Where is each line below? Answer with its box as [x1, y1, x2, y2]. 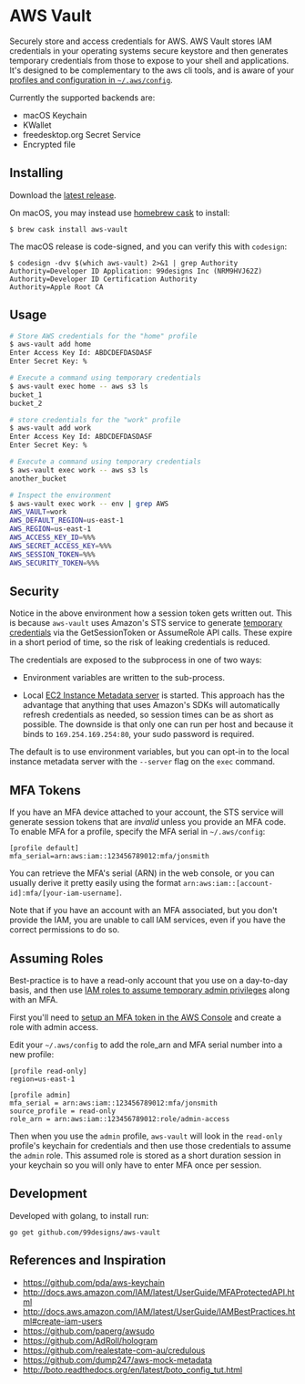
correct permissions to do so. [9, 924, 120, 935]
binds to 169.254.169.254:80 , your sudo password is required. [22, 729, 255, 740]
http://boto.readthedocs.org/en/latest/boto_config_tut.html [22, 1364, 243, 1375]
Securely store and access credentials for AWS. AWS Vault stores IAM [9, 36, 272, 47]
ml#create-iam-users [22, 1316, 103, 1327]
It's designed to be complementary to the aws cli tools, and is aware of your [9, 65, 294, 76]
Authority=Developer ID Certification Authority [9, 275, 198, 284]
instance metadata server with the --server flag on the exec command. [9, 756, 276, 767]
